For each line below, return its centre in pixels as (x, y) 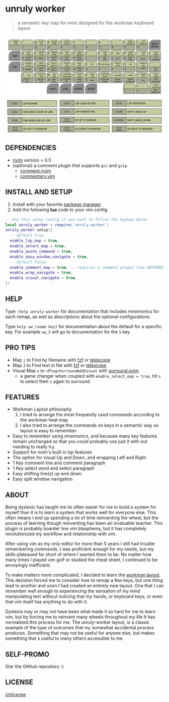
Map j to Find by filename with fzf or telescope (61, 360)
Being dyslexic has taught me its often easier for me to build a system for (81, 507)
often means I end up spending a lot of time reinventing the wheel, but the (82, 518)
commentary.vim (37, 176)
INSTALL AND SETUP (39, 192)
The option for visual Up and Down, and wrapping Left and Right (79, 458)
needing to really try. (34, 447)
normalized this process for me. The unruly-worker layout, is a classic (77, 622)
